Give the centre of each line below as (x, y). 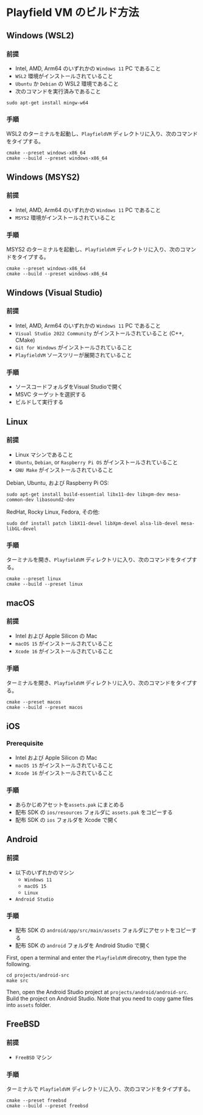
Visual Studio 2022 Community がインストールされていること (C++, (99, 333)
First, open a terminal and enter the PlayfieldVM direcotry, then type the (97, 958)
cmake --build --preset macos (45, 708)
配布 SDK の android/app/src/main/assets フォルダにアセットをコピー (103, 930)
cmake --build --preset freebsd (47, 1106)
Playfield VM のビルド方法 (73, 13)
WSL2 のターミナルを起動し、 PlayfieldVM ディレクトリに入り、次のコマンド (102, 134)
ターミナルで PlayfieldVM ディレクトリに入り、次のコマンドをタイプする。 (100, 1089)
